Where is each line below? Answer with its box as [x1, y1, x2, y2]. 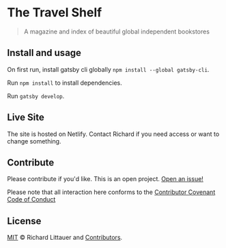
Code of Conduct [7, 195, 56, 204]
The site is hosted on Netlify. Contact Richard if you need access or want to [7, 130, 220, 138]
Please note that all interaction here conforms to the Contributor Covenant [7, 188, 216, 196]
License [7, 215, 42, 227]
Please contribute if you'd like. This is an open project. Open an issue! [7, 175, 203, 183]
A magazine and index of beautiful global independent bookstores [23, 27, 210, 36]
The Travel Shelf [7, 5, 102, 20]
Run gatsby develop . [7, 92, 65, 100]
